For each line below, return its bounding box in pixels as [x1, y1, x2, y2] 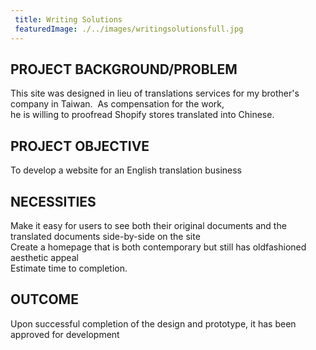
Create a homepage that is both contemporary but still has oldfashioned [10, 241, 307, 253]
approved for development [10, 328, 120, 340]
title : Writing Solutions [14, 14, 123, 25]
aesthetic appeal [10, 251, 79, 263]
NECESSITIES [10, 193, 97, 210]
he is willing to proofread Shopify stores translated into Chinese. [10, 109, 275, 121]
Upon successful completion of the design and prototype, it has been [10, 317, 297, 330]
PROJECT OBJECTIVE [10, 137, 150, 155]
